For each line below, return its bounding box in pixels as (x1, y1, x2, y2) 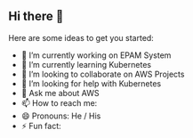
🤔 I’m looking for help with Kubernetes (20, 77, 162, 89)
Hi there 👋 (8, 9, 64, 24)
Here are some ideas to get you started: (8, 32, 155, 43)
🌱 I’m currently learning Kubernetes (20, 59, 152, 69)
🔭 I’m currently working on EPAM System (20, 50, 172, 61)
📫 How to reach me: (20, 97, 98, 108)
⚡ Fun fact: (20, 120, 61, 131)
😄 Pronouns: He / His (20, 110, 101, 121)
